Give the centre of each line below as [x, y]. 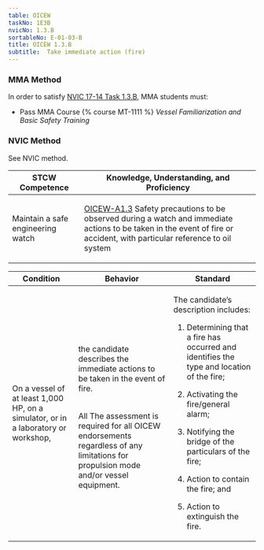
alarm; [198, 414]
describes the [104, 359]
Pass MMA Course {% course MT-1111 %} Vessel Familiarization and [130, 112]
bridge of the [211, 441]
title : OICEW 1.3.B [40, 45]
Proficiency [168, 188]
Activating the [212, 394]
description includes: [212, 310]
